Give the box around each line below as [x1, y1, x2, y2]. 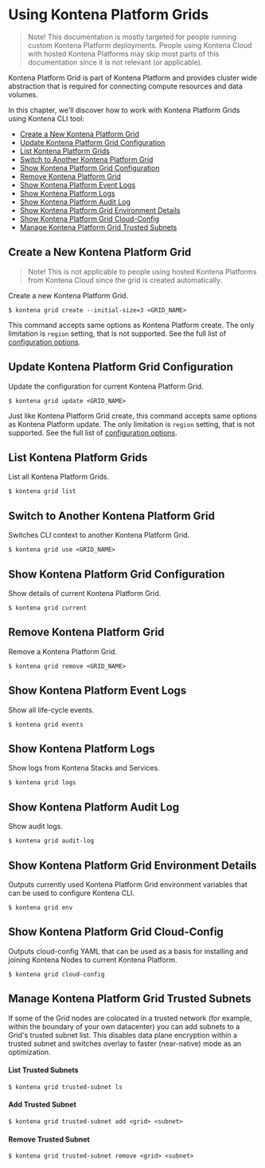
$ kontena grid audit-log [8, 837, 94, 845]
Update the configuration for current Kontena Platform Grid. [8, 381, 205, 391]
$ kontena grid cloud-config [8, 970, 105, 978]
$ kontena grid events [8, 720, 84, 728]
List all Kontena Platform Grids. [8, 472, 110, 482]
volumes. [8, 89, 38, 99]
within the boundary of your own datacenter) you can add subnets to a [8, 1021, 240, 1031]
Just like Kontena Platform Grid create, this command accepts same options [8, 411, 257, 420]
